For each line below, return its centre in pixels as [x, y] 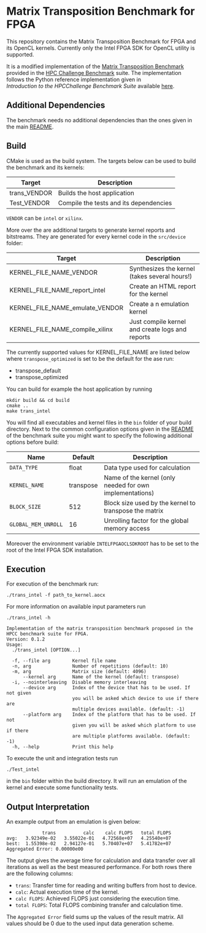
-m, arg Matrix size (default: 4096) [79, 672]
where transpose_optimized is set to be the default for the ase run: [90, 358]
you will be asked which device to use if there [135, 699]
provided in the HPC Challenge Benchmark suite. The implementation [94, 73]
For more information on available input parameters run [76, 607]
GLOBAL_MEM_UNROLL [36, 524]
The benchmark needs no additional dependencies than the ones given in [99, 120]
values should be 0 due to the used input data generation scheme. [90, 924]
